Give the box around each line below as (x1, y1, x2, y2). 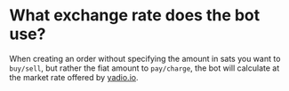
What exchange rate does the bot (9, 5, 261, 26)
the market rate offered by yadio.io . (9, 72, 139, 82)
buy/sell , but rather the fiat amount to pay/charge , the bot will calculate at (9, 63, 280, 73)
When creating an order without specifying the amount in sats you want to (9, 53, 281, 64)
